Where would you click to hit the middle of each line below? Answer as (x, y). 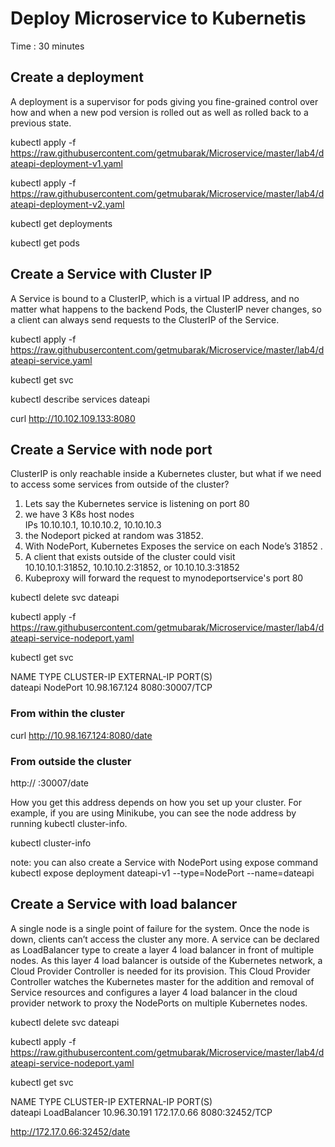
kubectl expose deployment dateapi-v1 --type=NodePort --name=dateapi (162, 873)
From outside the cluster (71, 761)
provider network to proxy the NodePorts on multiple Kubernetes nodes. (159, 1003)
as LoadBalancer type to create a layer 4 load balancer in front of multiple (162, 949)
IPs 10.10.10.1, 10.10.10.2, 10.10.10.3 (93, 525)
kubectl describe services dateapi (80, 399)
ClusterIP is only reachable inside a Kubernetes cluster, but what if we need (166, 474)
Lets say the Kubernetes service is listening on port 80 (137, 504)
